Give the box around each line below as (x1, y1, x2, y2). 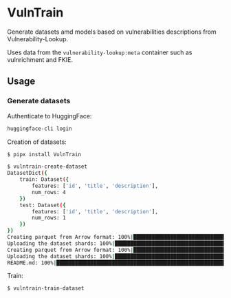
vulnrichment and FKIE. (7, 55, 74, 63)
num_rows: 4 (32, 189, 67, 195)
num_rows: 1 (32, 215, 67, 222)
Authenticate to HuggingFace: (7, 111, 92, 120)
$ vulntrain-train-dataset (7, 285, 85, 292)
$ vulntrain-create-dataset (7, 163, 88, 170)
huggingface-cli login (7, 125, 72, 132)
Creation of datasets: (7, 138, 67, 146)
